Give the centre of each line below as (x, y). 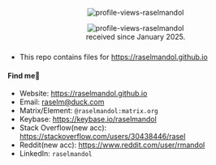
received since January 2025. (136, 37)
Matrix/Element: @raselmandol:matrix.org (89, 111)
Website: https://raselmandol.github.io (83, 94)
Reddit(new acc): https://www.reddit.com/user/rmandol (112, 145)
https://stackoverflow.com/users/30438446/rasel (102, 137)
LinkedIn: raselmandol (56, 154)
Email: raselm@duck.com (62, 102)
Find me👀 (24, 75)
